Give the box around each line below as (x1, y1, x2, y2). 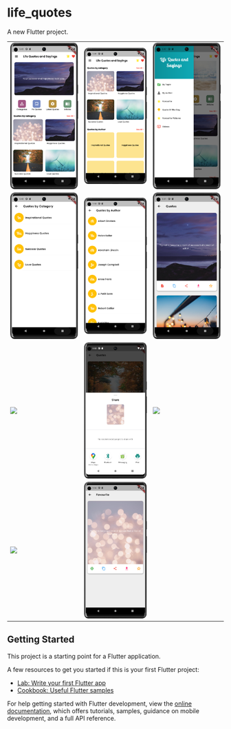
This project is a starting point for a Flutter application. (7, 652, 161, 660)
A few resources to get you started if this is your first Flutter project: (7, 665, 199, 673)
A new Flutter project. (7, 28, 69, 36)
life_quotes (7, 5, 72, 21)
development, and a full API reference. (7, 714, 116, 722)
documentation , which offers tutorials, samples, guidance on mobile (7, 706, 199, 715)
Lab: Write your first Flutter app (16, 679, 107, 687)
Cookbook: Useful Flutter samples (16, 686, 114, 694)
